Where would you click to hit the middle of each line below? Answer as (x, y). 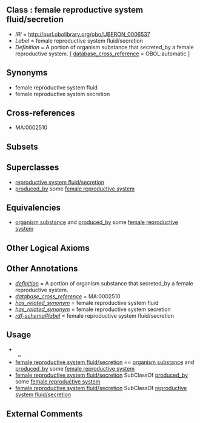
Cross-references (41, 113)
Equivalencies (33, 208)
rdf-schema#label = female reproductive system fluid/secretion (95, 315)
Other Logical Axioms (48, 248)
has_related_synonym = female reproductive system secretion (93, 309)
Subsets (22, 146)
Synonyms (27, 73)
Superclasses (33, 168)
